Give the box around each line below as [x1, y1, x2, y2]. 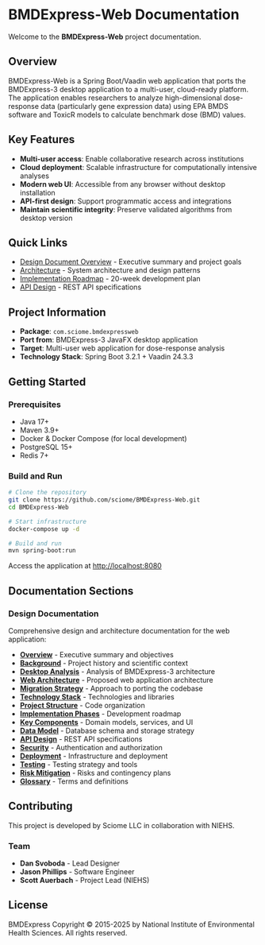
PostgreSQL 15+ [19, 442, 73, 451]
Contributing [8, 800, 73, 813]
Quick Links [8, 236, 68, 250]
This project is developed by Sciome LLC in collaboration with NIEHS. [8, 820, 235, 830]
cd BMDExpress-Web [8, 503, 69, 511]
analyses [19, 171, 50, 180]
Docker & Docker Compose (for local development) [19, 433, 188, 443]
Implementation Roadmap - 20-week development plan [19, 274, 201, 284]
